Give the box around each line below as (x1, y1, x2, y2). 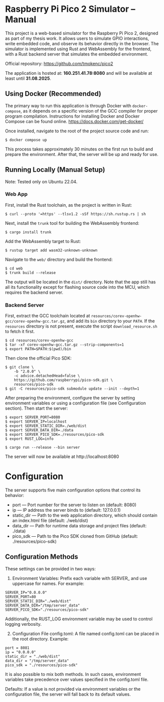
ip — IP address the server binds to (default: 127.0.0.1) (12, 507, 121, 513)
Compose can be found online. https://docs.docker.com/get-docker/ (5, 118, 144, 124)
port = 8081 (5, 645, 29, 650)
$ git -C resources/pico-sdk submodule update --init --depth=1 (5, 386, 139, 392)
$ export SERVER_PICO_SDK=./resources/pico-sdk (5, 432, 105, 437)
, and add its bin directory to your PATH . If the (64, 318, 155, 324)
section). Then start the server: (5, 405, 68, 411)
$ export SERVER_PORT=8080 (5, 415, 60, 420)
